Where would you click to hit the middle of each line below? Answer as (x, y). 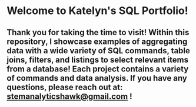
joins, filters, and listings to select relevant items (98, 60)
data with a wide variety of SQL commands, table (99, 51)
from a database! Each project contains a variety (98, 69)
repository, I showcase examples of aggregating (97, 41)
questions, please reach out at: (65, 87)
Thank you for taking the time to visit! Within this (98, 32)
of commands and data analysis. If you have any (97, 78)
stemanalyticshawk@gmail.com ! (69, 96)
